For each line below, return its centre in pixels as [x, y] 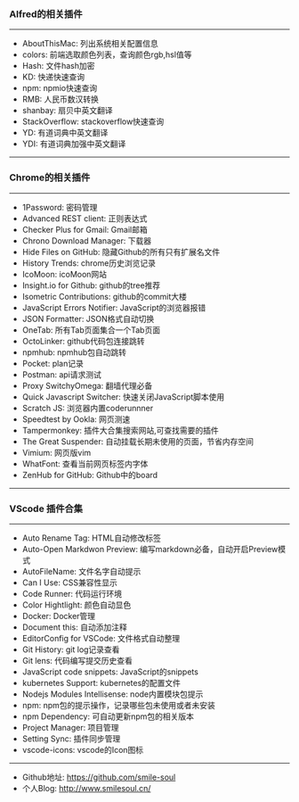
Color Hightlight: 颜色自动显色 [77, 605]
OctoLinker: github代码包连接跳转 [83, 341]
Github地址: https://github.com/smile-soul [99, 777]
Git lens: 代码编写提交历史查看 [77, 660]
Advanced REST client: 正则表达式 [85, 218]
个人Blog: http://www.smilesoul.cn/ [86, 788]
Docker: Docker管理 [59, 616]
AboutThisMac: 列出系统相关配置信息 [90, 44]
